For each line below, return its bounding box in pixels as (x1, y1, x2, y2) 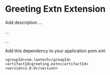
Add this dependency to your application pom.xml (5, 48, 106, 54)
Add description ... (5, 19, 43, 25)
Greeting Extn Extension (5, 3, 106, 15)
